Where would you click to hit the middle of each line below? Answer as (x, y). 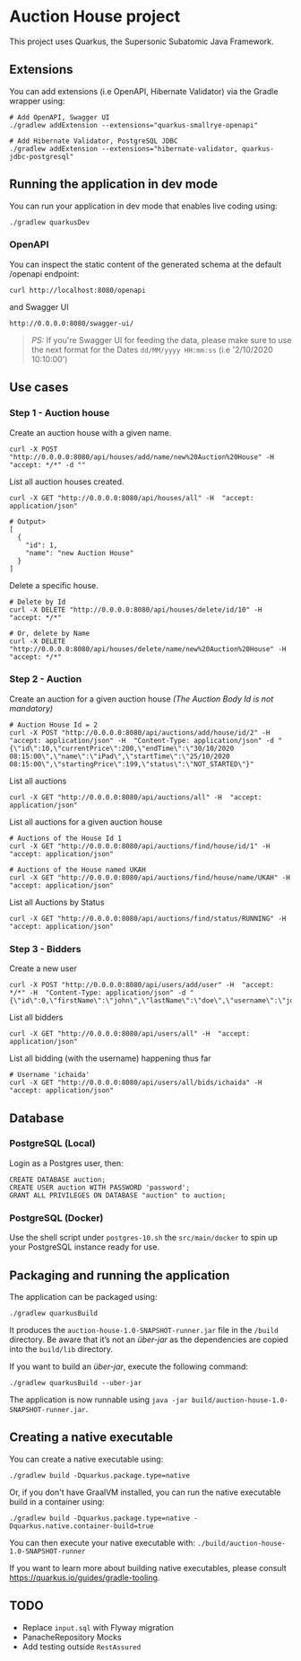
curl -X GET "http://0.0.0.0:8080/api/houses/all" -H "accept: (132, 498)
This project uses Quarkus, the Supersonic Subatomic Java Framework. (142, 41)
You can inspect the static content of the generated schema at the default (146, 264)
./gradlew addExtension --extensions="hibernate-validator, (124, 149)
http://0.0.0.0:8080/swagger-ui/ (72, 323)
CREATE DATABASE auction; (57, 1179)
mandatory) (31, 708)
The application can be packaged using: (83, 1296)
